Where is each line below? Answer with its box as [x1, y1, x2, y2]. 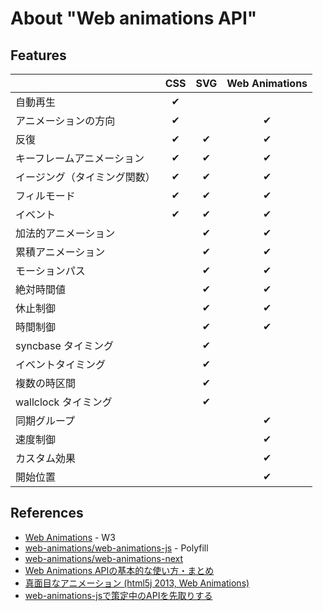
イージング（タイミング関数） [15, 170, 156, 184]
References [10, 505, 84, 522]
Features [10, 47, 67, 64]
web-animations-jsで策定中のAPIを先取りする [24, 589, 213, 601]
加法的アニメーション [15, 227, 116, 240]
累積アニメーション [15, 245, 106, 259]
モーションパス [15, 264, 86, 277]
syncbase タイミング [15, 339, 115, 352]
